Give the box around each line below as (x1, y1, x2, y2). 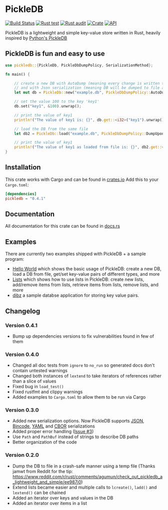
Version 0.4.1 (5, 322, 37, 329)
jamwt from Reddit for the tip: (12, 468, 73, 474)
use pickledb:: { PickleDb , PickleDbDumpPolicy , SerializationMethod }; (5, 62, 153, 68)
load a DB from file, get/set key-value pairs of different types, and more (12, 271, 160, 277)
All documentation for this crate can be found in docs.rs (5, 223, 120, 229)
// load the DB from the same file (14, 126, 88, 131)
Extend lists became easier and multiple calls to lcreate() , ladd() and (12, 484, 157, 490)
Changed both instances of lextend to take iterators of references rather (12, 373, 161, 379)
